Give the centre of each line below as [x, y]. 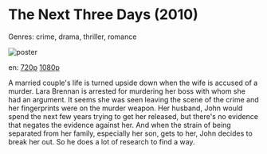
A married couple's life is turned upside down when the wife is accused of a [133, 83]
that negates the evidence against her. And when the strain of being [120, 125]
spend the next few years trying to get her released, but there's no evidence [133, 116]
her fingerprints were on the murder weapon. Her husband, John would [126, 108]
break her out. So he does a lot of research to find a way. [102, 141]
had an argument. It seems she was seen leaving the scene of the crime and [133, 99]
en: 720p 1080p [34, 67]
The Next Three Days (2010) [103, 15]
